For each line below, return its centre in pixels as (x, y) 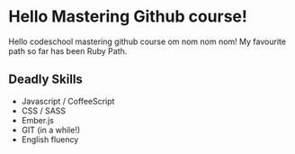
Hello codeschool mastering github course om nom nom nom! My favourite (147, 41)
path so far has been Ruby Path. (68, 50)
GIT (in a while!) (51, 130)
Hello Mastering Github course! (128, 17)
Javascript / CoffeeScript (68, 101)
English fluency (50, 139)
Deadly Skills (45, 80)
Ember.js (38, 120)
